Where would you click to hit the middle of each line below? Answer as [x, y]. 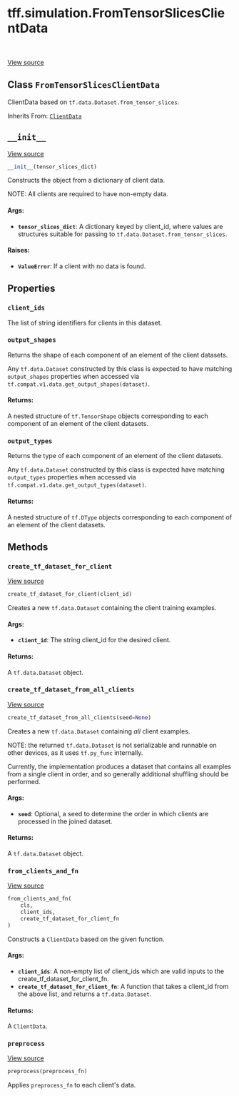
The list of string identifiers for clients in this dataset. [85, 323]
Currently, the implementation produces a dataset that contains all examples [119, 766]
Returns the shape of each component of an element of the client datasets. [118, 355]
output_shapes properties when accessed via [73, 376]
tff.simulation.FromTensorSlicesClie [116, 13]
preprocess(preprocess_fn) [47, 1072]
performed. [24, 781]
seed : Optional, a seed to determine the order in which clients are [113, 813]
